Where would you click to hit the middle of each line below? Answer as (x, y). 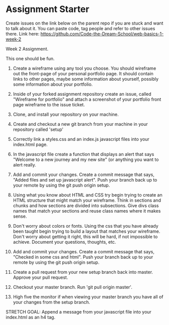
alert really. (25, 165)
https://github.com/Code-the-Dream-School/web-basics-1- (102, 34)
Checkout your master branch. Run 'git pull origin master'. (72, 287)
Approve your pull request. (40, 277)
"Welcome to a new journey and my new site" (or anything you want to (86, 159)
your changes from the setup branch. (51, 302)
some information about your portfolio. (53, 84)
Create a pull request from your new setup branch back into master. (83, 272)
